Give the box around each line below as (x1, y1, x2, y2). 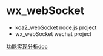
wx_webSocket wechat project (15, 30, 92, 37)
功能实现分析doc (6, 43, 48, 50)
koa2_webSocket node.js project (15, 24, 97, 31)
